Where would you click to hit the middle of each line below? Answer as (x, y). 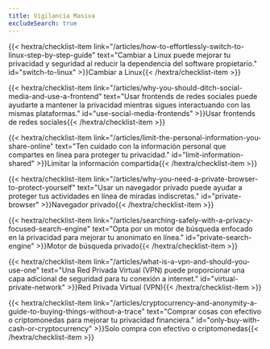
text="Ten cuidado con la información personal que (141, 146)
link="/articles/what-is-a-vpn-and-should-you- (172, 261)
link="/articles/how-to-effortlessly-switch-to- (169, 46)
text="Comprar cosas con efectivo (204, 311)
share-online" (31, 146)
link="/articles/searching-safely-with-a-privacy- (174, 220)
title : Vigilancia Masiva (52, 16)
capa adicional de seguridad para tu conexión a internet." (104, 278)
